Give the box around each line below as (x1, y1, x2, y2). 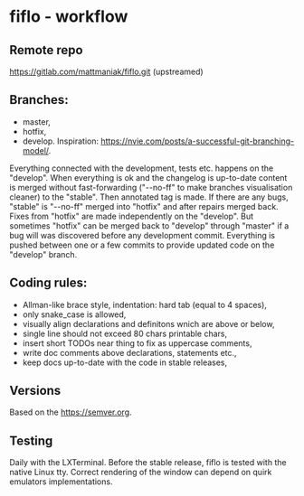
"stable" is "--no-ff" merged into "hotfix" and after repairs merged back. (9, 201, 279, 211)
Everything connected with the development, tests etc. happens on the (9, 163, 274, 173)
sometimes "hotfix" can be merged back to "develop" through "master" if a (9, 220, 290, 231)
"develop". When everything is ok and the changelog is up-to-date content (9, 172, 288, 182)
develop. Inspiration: (22, 136, 100, 146)
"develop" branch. (9, 248, 78, 259)
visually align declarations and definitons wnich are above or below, (22, 318, 275, 329)
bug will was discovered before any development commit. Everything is (9, 229, 276, 240)
